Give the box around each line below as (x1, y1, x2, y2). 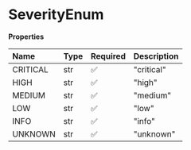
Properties (8, 32, 45, 41)
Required (90, 50, 126, 61)
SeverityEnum (8, 6, 104, 24)
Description (133, 50, 179, 61)
